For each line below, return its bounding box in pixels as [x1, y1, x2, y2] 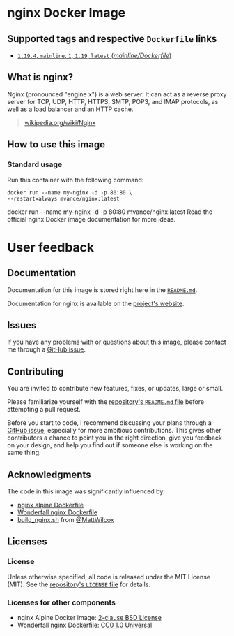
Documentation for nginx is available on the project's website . [7, 299, 185, 308]
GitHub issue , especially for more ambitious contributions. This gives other [7, 426, 221, 435]
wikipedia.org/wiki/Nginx [24, 118, 96, 127]
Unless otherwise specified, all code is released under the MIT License [7, 572, 211, 581]
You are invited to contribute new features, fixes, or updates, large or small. [7, 384, 224, 393]
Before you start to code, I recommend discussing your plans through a [7, 419, 212, 427]
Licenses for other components [7, 598, 116, 607]
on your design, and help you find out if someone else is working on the [7, 441, 213, 449]
